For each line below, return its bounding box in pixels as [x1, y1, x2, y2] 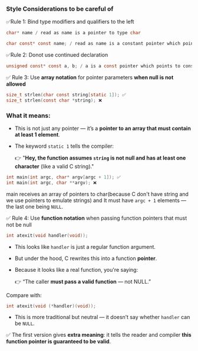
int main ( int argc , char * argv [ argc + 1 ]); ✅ [6, 174, 121, 180]
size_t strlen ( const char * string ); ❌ [6, 97, 102, 103]
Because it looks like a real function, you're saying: [14, 266, 138, 273]
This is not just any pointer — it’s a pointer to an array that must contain [14, 125, 192, 132]
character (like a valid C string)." [14, 162, 94, 170]
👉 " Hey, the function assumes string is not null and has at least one [14, 154, 186, 161]
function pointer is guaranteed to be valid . [6, 338, 111, 345]
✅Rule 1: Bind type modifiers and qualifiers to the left [6, 18, 134, 25]
